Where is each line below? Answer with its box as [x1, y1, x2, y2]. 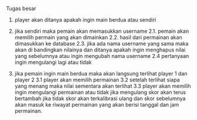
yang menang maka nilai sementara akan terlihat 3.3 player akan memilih [14, 83, 191, 90]
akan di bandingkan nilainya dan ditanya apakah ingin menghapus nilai [14, 46, 186, 53]
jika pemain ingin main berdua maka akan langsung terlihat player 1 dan [14, 70, 188, 77]
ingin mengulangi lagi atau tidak [14, 59, 92, 66]
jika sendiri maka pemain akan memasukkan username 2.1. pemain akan [14, 28, 189, 35]
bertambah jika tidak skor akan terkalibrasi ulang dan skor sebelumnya [14, 95, 186, 102]
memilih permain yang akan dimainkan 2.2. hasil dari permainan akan [14, 34, 182, 40]
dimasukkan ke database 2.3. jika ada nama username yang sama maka [14, 40, 189, 47]
